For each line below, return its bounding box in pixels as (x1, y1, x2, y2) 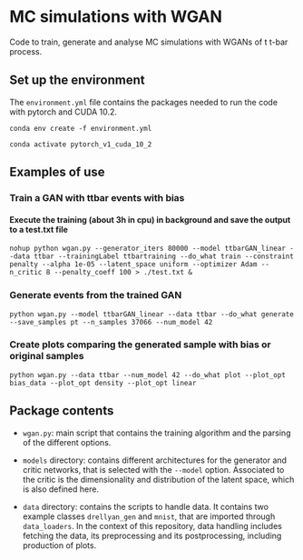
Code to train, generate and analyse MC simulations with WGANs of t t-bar (9, 36, 288, 47)
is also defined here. (22, 484, 100, 495)
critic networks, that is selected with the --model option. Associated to (22, 464, 285, 475)
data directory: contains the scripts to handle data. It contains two (22, 501, 269, 512)
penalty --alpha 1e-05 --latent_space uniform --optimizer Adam (9, 260, 258, 269)
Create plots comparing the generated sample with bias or (9, 338, 271, 351)
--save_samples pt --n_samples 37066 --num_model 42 (9, 317, 213, 326)
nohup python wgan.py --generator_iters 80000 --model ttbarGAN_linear (9, 244, 286, 254)
